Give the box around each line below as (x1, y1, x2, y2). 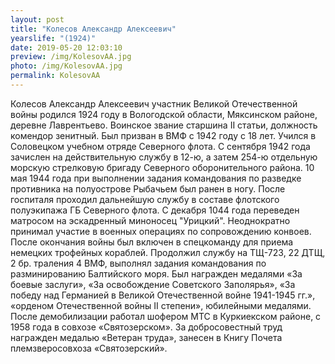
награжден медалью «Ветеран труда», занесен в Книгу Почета (10, 331, 283, 343)
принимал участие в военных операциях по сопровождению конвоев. (10, 225, 312, 237)
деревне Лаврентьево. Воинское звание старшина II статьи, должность (10, 119, 318, 131)
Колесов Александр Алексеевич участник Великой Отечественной (10, 97, 298, 110)
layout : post (10, 14, 65, 25)
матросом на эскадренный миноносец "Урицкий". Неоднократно (10, 214, 291, 226)
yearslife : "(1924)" (10, 33, 97, 43)
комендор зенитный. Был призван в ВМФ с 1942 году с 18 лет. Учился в (10, 129, 317, 141)
